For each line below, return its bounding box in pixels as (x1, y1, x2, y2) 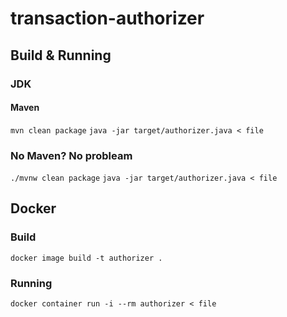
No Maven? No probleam (10, 148, 133, 162)
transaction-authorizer (10, 7, 205, 30)
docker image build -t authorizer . (10, 253, 163, 263)
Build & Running (10, 47, 112, 64)
